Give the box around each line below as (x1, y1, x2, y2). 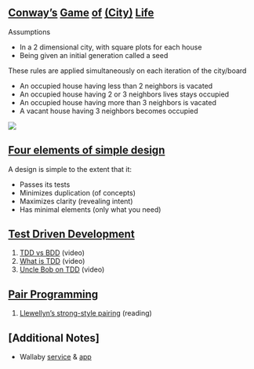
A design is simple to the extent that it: (8, 164, 132, 174)
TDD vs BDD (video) (19, 248, 85, 258)
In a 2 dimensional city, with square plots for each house (19, 42, 202, 52)
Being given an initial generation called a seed (19, 50, 169, 60)
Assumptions (8, 27, 51, 36)
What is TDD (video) (19, 257, 85, 266)
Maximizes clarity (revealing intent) (19, 196, 133, 206)
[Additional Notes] (8, 331, 100, 345)
